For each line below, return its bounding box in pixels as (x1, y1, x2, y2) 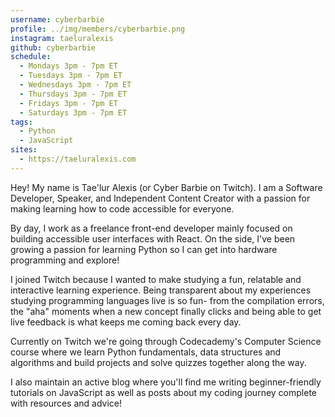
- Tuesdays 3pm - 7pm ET (19, 71, 123, 81)
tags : (10, 117, 33, 127)
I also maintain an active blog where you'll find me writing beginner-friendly (10, 376, 322, 388)
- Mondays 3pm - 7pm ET (19, 61, 118, 71)
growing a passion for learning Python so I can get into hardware (10, 243, 278, 255)
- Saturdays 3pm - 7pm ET (19, 107, 128, 118)
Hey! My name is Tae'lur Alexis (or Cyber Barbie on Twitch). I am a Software (10, 181, 323, 193)
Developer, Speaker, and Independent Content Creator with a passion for (10, 192, 311, 204)
